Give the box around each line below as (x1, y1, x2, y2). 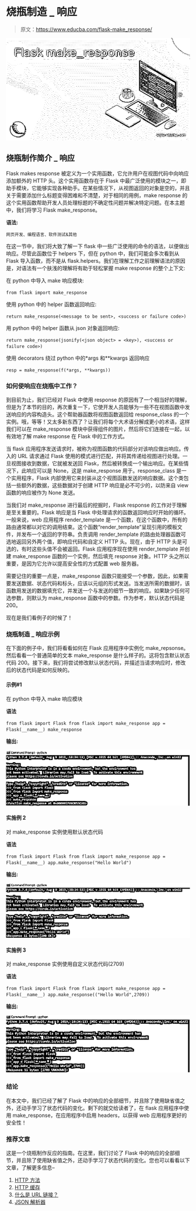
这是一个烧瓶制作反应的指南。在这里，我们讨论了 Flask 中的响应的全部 (6, 1149, 175, 1156)
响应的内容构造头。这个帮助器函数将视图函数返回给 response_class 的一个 (10, 411, 190, 418)
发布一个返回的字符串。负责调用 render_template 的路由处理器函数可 (21, 531, 187, 538)
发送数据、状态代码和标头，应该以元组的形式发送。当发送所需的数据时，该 (10, 580, 190, 587)
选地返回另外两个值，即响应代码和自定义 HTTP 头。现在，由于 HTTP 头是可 (6, 538, 188, 545)
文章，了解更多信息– (6, 1164, 55, 1171)
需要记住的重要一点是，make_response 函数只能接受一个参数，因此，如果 (6, 573, 184, 580)
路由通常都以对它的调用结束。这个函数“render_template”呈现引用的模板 (6, 524, 178, 531)
